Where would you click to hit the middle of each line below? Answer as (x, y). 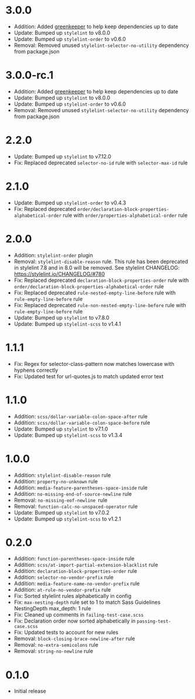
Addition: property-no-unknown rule (56, 481)
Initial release (30, 691)
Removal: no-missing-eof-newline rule (61, 500)
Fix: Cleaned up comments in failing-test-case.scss (79, 615)
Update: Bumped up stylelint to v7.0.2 (61, 512)
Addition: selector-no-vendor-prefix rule (64, 577)
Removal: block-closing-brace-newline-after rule (74, 638)
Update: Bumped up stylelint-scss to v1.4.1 (67, 324)
